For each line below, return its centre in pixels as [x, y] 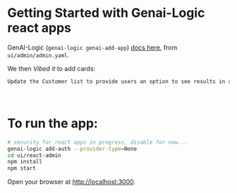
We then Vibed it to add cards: [51, 68]
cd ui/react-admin [34, 155]
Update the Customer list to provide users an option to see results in [116, 81]
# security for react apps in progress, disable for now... [98, 142]
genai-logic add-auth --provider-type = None [72, 149]
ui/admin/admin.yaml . [38, 55]
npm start [22, 168]
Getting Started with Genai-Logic [106, 13]
